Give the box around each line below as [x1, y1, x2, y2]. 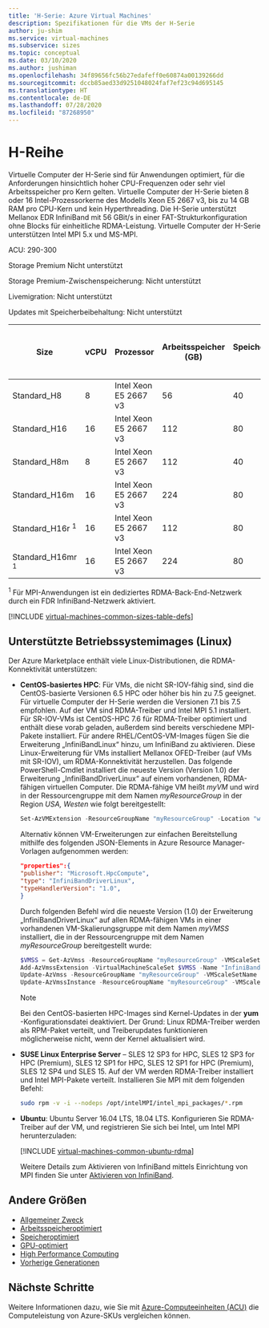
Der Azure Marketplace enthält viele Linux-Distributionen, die [8, 656, 211, 666]
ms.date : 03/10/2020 [8, 57, 78, 65]
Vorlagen [19, 847, 50, 856]
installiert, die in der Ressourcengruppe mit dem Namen [19, 932, 204, 941]
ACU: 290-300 [8, 245, 58, 254]
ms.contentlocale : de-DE [8, 94, 91, 102]
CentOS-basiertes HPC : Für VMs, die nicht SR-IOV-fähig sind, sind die [19, 680, 254, 690]
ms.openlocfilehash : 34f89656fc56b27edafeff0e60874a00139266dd [8, 71, 224, 79]
